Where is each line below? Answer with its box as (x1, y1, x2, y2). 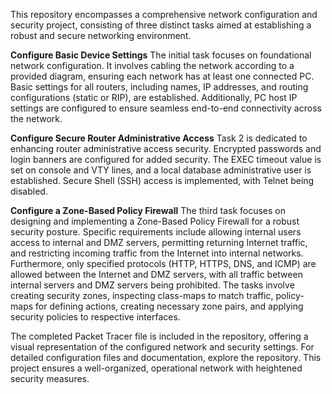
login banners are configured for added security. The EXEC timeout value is (10, 154, 322, 165)
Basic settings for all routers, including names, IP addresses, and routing (10, 81, 309, 93)
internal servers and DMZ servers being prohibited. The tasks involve (10, 279, 295, 291)
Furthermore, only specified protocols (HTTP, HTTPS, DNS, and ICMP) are (10, 258, 317, 269)
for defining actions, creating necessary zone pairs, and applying (35, 300, 304, 312)
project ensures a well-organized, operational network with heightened (10, 362, 303, 374)
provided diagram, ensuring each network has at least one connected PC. (10, 70, 315, 82)
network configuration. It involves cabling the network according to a (10, 60, 295, 71)
